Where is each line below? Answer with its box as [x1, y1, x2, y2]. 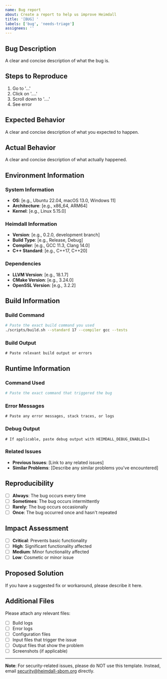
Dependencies [5, 260, 41, 267]
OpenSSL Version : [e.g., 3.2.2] [12, 282, 76, 288]
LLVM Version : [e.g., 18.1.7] [12, 272, 69, 278]
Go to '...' [12, 85, 31, 91]
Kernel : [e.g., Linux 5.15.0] [12, 208, 66, 214]
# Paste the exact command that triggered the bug [5, 390, 112, 396]
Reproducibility [5, 479, 54, 488]
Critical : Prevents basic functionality [12, 537, 87, 543]
